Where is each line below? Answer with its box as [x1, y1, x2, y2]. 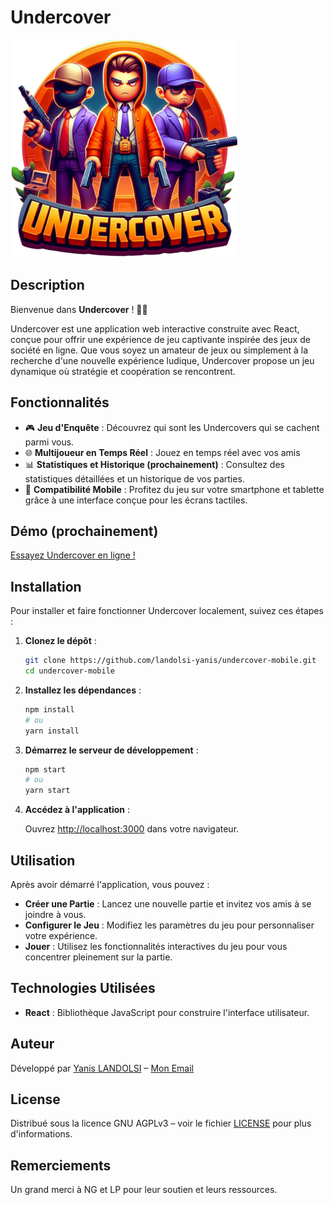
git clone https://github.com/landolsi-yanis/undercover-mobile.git [24, 656, 317, 666]
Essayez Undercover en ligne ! [10, 549, 136, 561]
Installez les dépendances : [24, 684, 142, 696]
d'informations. [10, 1128, 73, 1140]
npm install [24, 704, 75, 715]
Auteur [10, 1036, 55, 1053]
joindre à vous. [24, 909, 87, 920]
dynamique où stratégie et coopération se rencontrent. [10, 365, 236, 377]
